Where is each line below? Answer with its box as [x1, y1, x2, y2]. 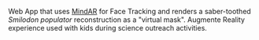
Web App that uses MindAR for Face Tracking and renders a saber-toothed [8, 7, 252, 16]
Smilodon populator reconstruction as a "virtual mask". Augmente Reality [8, 15, 246, 24]
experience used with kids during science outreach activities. [8, 24, 207, 32]
